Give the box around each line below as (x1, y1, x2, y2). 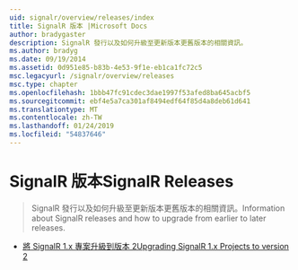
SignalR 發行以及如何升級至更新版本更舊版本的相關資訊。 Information (31, 203, 285, 213)
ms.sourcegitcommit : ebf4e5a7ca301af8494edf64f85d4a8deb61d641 (9, 96, 251, 106)
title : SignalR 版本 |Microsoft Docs (9, 22, 148, 30)
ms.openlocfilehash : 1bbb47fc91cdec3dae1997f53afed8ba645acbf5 (9, 88, 251, 97)
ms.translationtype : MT (9, 105, 99, 114)
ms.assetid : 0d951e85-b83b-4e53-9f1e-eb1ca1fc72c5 (9, 64, 203, 73)
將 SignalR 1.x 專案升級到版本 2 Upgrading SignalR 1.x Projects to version (22, 240, 290, 251)
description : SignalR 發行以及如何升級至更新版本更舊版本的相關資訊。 (9, 38, 248, 48)
